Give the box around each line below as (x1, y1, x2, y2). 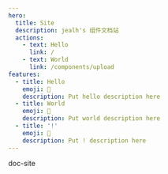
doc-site (8, 158, 35, 168)
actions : (15, 33, 44, 42)
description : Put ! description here (22, 136, 147, 145)
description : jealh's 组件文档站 (15, 26, 120, 34)
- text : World (22, 56, 69, 64)
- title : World (15, 100, 65, 108)
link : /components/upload (28, 63, 114, 71)
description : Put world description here (22, 115, 160, 123)
